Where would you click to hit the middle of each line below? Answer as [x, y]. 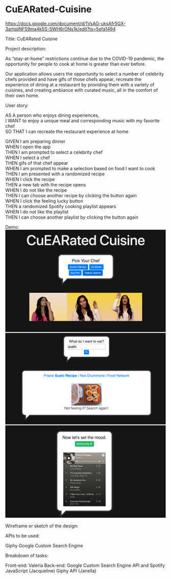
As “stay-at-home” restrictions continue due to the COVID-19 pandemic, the [85, 58]
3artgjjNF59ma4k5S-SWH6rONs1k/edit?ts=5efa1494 [61, 29]
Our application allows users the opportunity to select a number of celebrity [85, 74]
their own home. [22, 95]
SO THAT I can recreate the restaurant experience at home [67, 131]
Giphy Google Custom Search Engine [44, 545]
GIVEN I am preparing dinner [35, 141]
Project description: [26, 48]
